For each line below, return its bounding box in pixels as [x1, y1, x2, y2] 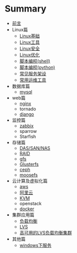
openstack [19, 200, 42, 206]
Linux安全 [19, 45, 40, 51]
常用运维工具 [19, 76, 46, 83]
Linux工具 [19, 39, 40, 45]
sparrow [19, 128, 37, 134]
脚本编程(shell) [19, 58, 51, 64]
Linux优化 [19, 51, 40, 58]
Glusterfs [19, 161, 39, 167]
